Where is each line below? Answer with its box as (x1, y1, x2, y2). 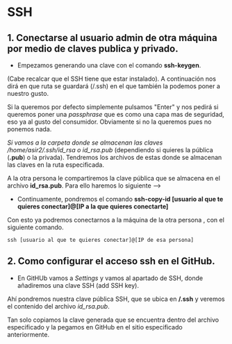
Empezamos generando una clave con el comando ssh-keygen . (17, 61, 201, 69)
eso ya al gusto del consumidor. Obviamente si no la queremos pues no (7, 117, 212, 126)
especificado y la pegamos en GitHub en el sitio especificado (7, 322, 183, 331)
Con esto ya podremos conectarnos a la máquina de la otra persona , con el (7, 216, 224, 224)
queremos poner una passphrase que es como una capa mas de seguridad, (7, 110, 224, 118)
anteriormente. (7, 330, 50, 338)
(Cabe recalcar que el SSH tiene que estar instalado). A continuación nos (7, 74, 217, 83)
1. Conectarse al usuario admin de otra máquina (7, 32, 217, 44)
